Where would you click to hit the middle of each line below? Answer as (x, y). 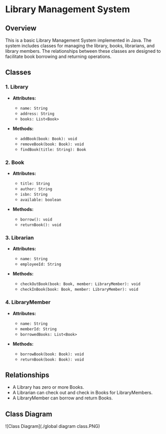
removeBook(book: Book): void (52, 144)
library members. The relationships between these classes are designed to (83, 51)
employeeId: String (41, 265)
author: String (36, 189)
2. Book (15, 162)
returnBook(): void (41, 225)
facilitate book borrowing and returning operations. (58, 56)
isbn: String (34, 194)
